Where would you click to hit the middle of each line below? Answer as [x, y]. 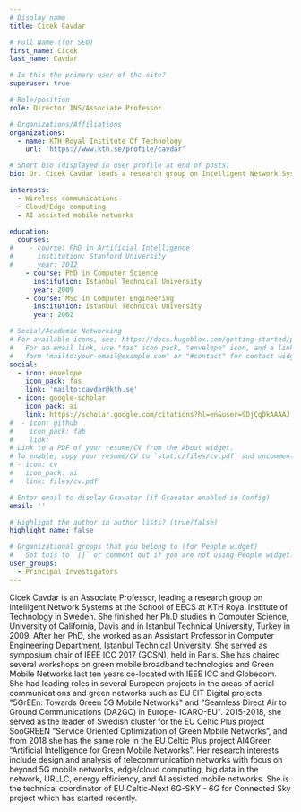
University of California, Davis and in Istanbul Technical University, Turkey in [150, 626]
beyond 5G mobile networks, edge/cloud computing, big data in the [134, 769]
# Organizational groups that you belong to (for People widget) [133, 547]
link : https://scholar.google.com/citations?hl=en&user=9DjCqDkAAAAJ [158, 414]
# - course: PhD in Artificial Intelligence [100, 248]
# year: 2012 [43, 265]
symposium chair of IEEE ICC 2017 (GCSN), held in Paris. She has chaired [145, 654]
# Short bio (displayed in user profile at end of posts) [120, 166]
